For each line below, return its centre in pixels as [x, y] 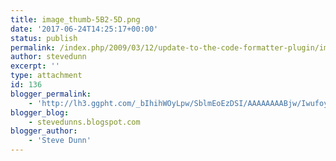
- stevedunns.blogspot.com [84, 122]
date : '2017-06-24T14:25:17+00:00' [84, 29]
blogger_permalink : [51, 94]
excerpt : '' [35, 66]
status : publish [44, 38]
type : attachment [46, 76]
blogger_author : [44, 131]
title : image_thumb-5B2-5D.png [75, 19]
